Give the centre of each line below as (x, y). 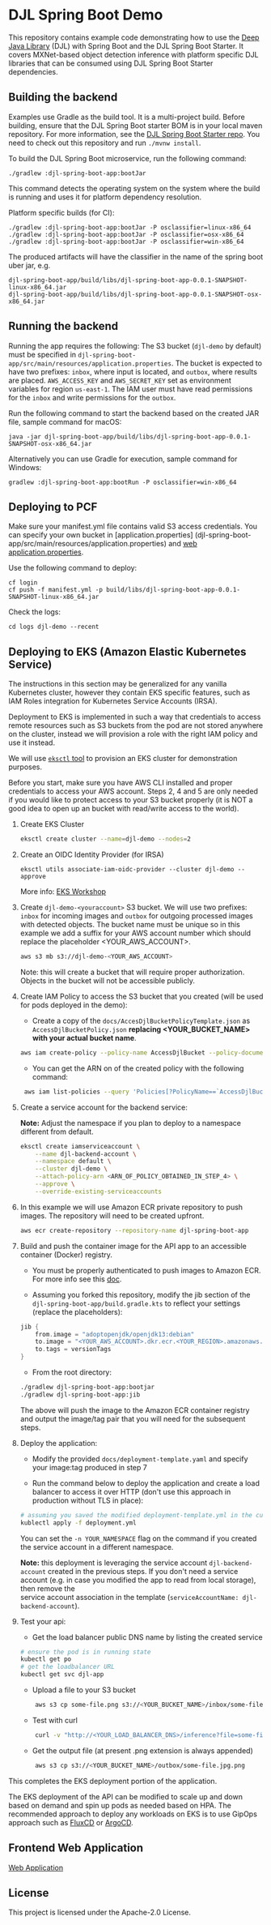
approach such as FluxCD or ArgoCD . (71, 1822)
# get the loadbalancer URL (67, 1667)
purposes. (25, 767)
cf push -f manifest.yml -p (56, 590)
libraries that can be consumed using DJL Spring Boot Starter (111, 63)
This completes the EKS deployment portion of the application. (113, 1781)
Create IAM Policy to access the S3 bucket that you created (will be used (142, 996)
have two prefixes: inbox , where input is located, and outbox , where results (133, 371)
